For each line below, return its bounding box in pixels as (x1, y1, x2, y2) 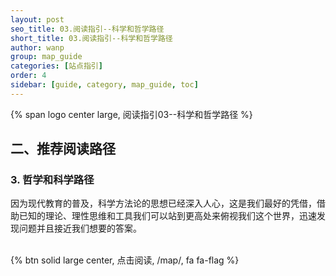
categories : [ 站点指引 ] (10, 61, 103, 71)
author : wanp (10, 42, 65, 53)
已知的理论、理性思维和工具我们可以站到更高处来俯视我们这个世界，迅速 (18, 210, 317, 222)
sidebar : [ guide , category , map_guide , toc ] (10, 80, 199, 90)
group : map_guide (10, 52, 83, 62)
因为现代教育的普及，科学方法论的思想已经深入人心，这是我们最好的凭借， (10, 197, 317, 210)
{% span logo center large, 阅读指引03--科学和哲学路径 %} (10, 108, 253, 120)
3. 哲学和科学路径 (10, 173, 95, 187)
